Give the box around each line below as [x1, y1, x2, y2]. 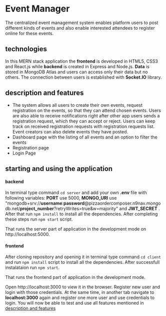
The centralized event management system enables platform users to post [5, 20, 158, 26]
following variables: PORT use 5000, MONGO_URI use [5, 195, 117, 201]
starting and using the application [5, 164, 113, 173]
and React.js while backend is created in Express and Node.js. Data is [5, 63, 150, 69]
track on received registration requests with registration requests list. [12, 123, 155, 129]
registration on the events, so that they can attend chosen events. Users [12, 107, 161, 113]
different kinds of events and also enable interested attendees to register [5, 25, 155, 31]
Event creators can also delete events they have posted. [12, 128, 128, 134]
